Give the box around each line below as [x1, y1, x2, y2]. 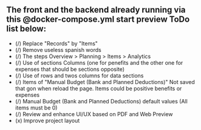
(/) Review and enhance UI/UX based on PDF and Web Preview [15, 110, 173, 117]
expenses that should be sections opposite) [15, 65, 125, 73]
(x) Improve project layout [15, 117, 80, 124]
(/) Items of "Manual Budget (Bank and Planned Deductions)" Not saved [15, 78, 196, 85]
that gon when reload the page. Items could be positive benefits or [15, 85, 182, 92]
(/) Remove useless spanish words [15, 46, 101, 53]
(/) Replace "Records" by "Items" [15, 39, 98, 47]
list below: [6, 24, 47, 34]
